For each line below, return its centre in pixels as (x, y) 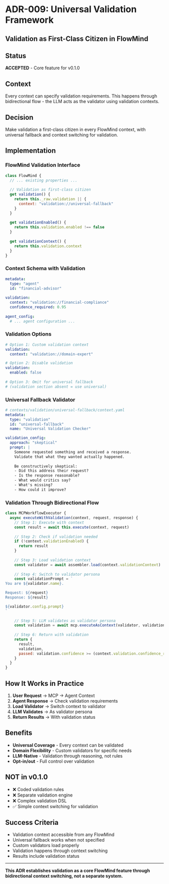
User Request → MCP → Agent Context (54, 695)
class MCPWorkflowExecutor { (36, 513)
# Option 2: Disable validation (39, 363)
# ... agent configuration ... (43, 321)
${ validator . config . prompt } (35, 607)
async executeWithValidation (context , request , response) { (74, 518)
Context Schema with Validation (45, 268)
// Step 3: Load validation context (53, 560)
